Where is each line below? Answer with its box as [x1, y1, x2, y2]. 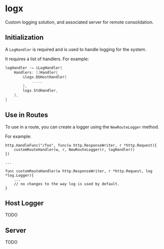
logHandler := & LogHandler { [5, 65, 63, 70]
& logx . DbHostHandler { [23, 75, 67, 79]
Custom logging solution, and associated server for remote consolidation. [5, 19, 154, 25]
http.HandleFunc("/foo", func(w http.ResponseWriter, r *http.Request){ [5, 143, 157, 148]
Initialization [5, 33, 44, 42]
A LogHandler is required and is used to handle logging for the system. [5, 46, 146, 52]
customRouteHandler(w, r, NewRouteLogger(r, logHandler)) [14, 147, 135, 152]
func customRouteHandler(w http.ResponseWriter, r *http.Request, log [5, 169, 153, 174]
